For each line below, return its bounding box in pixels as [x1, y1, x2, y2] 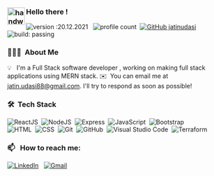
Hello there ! [26, 7, 68, 17]
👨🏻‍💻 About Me [7, 47, 59, 57]
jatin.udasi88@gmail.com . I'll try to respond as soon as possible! [7, 81, 192, 90]
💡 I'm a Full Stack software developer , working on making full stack [7, 63, 206, 72]
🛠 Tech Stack [7, 99, 57, 109]
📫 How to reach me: [7, 143, 82, 152]
